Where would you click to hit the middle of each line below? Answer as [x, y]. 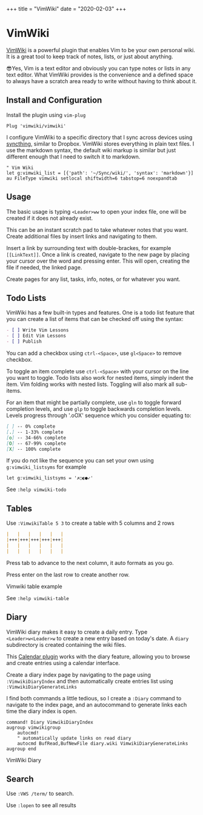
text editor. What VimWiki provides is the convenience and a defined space [100, 75]
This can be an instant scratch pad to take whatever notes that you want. [97, 229]
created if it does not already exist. [50, 218]
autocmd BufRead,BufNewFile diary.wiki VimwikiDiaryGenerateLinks [103, 743]
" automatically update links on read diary [74, 738]
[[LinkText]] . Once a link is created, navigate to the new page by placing [98, 254]
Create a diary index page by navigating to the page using [79, 675]
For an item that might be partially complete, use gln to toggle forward [94, 402]
